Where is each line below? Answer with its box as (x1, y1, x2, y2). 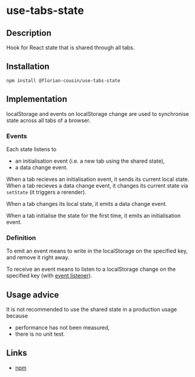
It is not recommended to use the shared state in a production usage (6, 306, 177, 313)
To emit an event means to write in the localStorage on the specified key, (6, 247, 188, 255)
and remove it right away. (6, 254, 70, 261)
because (6, 312, 28, 319)
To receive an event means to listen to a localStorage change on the (6, 265, 176, 273)
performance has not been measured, (15, 324, 110, 331)
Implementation (6, 94, 68, 104)
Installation (6, 61, 50, 72)
